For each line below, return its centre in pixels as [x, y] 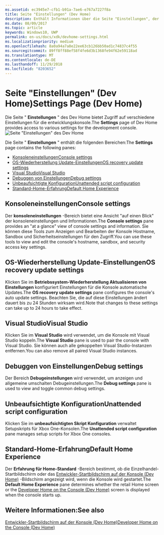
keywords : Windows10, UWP [31, 32]
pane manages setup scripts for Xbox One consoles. [58, 434]
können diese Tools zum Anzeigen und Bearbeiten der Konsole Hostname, [80, 231]
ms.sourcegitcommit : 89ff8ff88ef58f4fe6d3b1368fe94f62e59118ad [71, 51]
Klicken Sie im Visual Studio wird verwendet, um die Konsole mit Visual [77, 335]
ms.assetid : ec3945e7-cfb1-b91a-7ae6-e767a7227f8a [58, 10]
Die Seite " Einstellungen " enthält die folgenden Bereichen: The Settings [79, 142]
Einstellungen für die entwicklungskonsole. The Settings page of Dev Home [81, 122]
